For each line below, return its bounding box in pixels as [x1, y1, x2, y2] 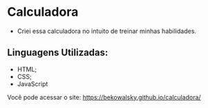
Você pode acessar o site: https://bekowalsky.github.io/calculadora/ [7, 93, 202, 101]
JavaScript [17, 80, 48, 88]
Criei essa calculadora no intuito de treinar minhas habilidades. [17, 27, 197, 35]
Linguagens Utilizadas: [7, 47, 108, 58]
